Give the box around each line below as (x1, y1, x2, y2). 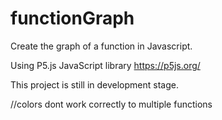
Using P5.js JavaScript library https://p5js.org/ (10, 59, 201, 71)
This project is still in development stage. (10, 78, 179, 91)
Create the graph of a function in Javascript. (10, 40, 193, 52)
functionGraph (10, 7, 135, 30)
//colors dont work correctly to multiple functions (10, 98, 213, 110)
